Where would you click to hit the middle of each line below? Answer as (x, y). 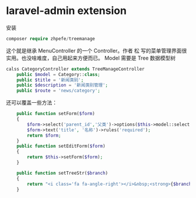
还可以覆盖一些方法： (32, 103)
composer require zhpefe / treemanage (50, 39)
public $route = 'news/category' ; (58, 91)
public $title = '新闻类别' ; (50, 80)
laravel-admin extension (66, 11)
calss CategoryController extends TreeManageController (75, 69)
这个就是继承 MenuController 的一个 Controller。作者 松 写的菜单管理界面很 (97, 50)
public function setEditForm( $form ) (61, 146)
